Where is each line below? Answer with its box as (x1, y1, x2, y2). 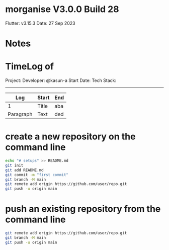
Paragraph (8, 111, 33, 118)
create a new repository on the (5, 131, 136, 142)
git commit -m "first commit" (5, 172, 69, 177)
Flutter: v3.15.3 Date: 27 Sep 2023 (5, 20, 75, 26)
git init (5, 162, 24, 168)
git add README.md (5, 168, 44, 173)
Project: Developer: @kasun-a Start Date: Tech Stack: (5, 77, 117, 84)
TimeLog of (5, 61, 54, 72)
